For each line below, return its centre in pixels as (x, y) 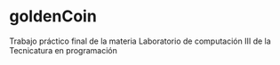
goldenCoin (53, 16)
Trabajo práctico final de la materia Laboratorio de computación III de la (140, 41)
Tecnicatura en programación (63, 50)
